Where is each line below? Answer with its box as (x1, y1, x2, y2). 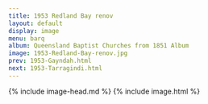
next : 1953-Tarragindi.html (8, 64, 103, 73)
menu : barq (8, 34, 45, 43)
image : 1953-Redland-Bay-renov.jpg (8, 49, 128, 57)
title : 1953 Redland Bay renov (8, 11, 114, 20)
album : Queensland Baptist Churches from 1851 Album (8, 42, 189, 50)
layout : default (8, 19, 63, 27)
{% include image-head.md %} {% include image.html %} (8, 86, 200, 96)
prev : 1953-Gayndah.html (8, 57, 92, 65)
